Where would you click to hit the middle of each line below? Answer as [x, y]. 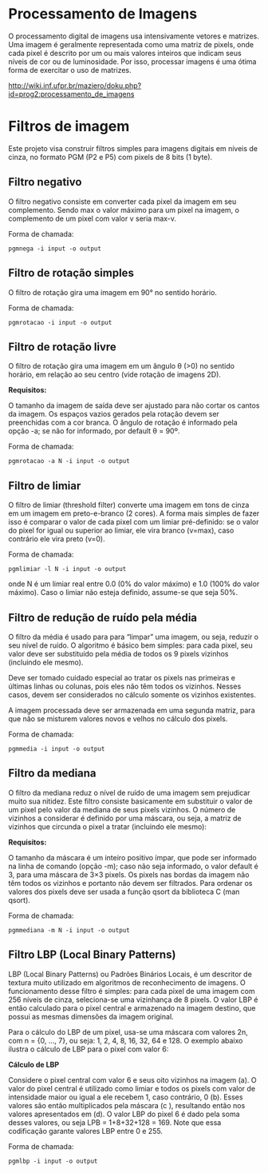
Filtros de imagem [69, 127]
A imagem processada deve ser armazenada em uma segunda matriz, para [132, 710]
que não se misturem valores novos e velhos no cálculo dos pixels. [118, 718]
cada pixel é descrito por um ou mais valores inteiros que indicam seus [125, 53]
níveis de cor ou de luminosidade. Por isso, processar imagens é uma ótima [132, 62]
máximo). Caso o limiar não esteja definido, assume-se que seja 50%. [123, 592]
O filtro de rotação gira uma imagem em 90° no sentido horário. [113, 292]
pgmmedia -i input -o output [57, 748]
